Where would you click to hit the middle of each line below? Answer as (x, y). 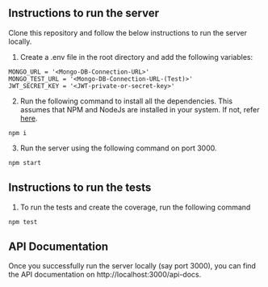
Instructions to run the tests (80, 188)
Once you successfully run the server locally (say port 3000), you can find (132, 266)
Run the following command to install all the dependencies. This (126, 101)
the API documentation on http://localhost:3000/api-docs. (105, 275)
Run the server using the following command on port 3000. (118, 148)
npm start (25, 162)
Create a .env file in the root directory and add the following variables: (136, 57)
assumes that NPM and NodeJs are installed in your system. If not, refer (140, 109)
